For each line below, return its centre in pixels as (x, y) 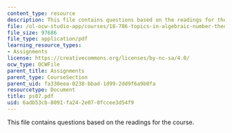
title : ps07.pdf (30, 97)
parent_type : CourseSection (48, 77)
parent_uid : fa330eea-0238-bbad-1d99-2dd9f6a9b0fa (81, 84)
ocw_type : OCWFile (33, 64)
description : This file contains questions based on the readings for (111, 20)
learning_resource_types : (44, 45)
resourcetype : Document (41, 90)
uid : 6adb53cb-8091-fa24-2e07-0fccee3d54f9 (71, 103)
